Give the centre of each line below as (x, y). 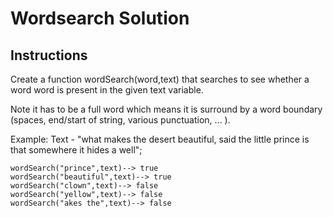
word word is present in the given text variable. (107, 90)
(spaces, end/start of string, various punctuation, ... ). (120, 120)
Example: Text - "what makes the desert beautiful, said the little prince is (160, 139)
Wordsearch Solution (100, 18)
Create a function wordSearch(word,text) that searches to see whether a (160, 79)
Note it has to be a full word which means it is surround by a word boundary (166, 109)
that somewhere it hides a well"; (76, 150)
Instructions (49, 55)
